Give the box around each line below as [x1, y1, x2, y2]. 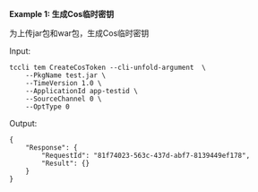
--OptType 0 [25, 102, 70, 111]
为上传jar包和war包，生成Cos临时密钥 [9, 28, 150, 39]
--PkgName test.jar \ [25, 71, 106, 80]
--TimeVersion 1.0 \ [25, 79, 102, 88]
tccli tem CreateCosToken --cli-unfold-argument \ [9, 63, 206, 72]
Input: [9, 46, 31, 57]
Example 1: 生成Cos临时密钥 [9, 9, 115, 19]
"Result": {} [41, 159, 90, 168]
